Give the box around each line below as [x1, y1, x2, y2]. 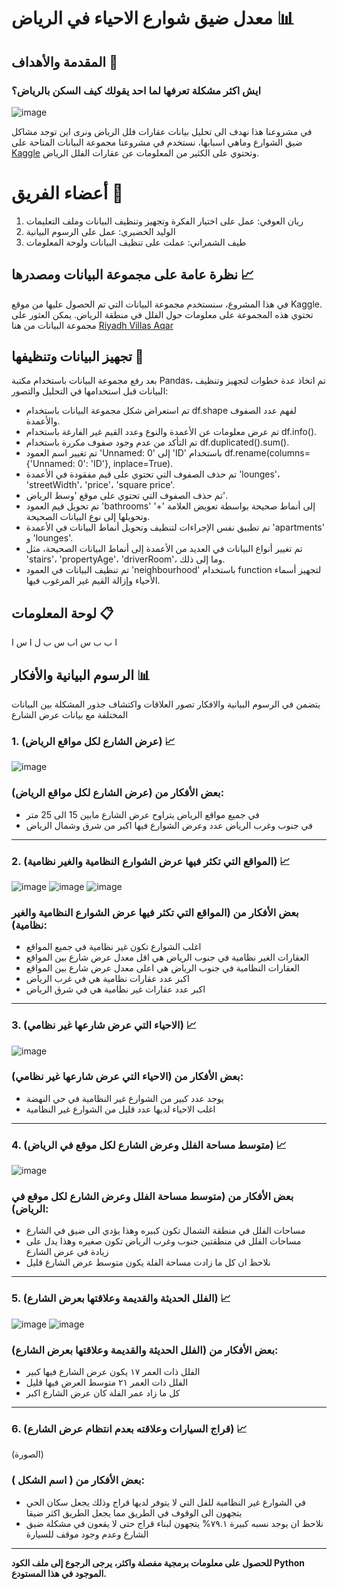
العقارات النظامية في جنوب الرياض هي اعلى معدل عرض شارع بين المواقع [25, 962, 300, 974]
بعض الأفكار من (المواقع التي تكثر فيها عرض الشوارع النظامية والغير [11, 905, 299, 919]
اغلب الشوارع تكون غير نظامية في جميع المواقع [25, 941, 202, 953]
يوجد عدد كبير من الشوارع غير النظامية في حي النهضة [25, 1092, 224, 1104]
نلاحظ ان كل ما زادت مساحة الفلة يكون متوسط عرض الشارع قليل [25, 1256, 271, 1269]
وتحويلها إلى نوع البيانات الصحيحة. [25, 511, 151, 523]
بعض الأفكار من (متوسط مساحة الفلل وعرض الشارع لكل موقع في [11, 1190, 294, 1204]
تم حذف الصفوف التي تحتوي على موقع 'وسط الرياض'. [25, 490, 228, 502]
